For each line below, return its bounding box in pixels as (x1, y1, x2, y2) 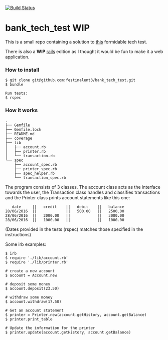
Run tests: (5, 91, 28, 96)
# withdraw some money (5, 294, 53, 300)
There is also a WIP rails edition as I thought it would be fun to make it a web (5, 48, 163, 55)
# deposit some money (5, 281, 51, 286)
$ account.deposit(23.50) (5, 286, 59, 291)
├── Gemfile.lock (5, 127, 42, 132)
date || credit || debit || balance (12, 204, 124, 209)
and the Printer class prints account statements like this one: (5, 194, 130, 200)
